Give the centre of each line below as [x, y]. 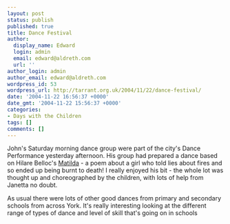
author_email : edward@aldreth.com [57, 78]
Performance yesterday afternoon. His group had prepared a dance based [113, 156]
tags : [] [20, 122]
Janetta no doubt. [32, 185]
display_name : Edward [44, 45]
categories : [24, 110]
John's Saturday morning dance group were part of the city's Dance [104, 148]
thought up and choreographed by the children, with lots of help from [105, 178]
